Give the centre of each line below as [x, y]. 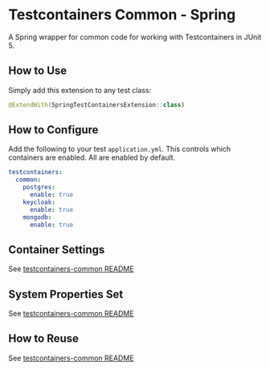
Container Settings [57, 249]
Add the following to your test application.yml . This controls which [120, 149]
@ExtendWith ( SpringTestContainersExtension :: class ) [96, 105]
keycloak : [39, 202]
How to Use [38, 71]
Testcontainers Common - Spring [122, 15]
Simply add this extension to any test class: [80, 90]
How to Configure [53, 130]
